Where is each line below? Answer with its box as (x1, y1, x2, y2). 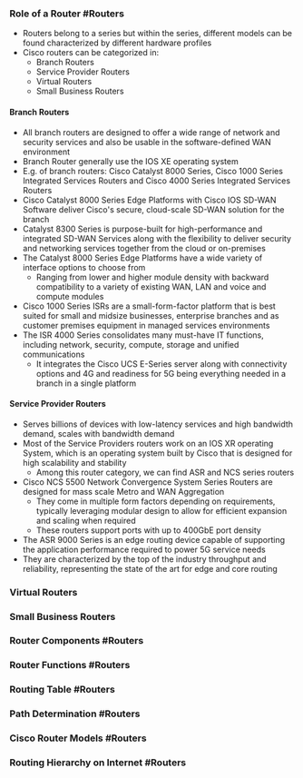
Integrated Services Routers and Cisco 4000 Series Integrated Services (22, 175, 291, 186)
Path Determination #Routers (9, 707, 141, 720)
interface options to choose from (22, 261, 146, 272)
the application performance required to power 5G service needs (22, 544, 266, 555)
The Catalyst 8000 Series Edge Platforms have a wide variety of (22, 252, 263, 263)
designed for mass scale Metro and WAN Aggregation (22, 486, 225, 497)
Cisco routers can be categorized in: (22, 47, 160, 58)
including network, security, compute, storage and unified (22, 339, 239, 350)
